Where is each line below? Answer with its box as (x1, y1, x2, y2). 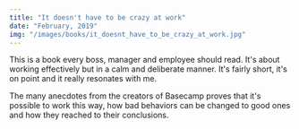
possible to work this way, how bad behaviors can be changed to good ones (9, 100, 291, 111)
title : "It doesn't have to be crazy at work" (9, 13, 186, 22)
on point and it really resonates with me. (9, 73, 158, 84)
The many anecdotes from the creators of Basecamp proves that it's (9, 90, 261, 101)
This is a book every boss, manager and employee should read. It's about (9, 55, 280, 65)
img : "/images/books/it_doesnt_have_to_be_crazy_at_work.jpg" (9, 30, 246, 39)
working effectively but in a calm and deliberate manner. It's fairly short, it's (9, 64, 288, 74)
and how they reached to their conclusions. (9, 109, 169, 121)
